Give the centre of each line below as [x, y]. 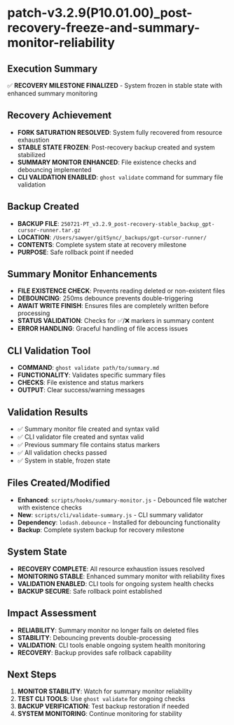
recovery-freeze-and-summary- [104, 28]
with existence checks [50, 507]
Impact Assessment [52, 613]
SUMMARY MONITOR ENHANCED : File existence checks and [106, 162]
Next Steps [32, 674]
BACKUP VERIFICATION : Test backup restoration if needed [103, 706]
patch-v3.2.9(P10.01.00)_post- [100, 13]
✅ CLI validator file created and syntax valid [81, 437]
